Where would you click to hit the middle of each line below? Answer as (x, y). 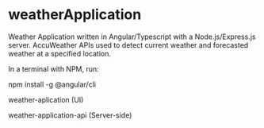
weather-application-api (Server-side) (70, 115)
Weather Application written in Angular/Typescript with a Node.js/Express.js (132, 37)
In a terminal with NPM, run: (54, 68)
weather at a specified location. (59, 53)
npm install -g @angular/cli (52, 84)
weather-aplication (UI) (46, 99)
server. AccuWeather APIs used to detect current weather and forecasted (128, 45)
